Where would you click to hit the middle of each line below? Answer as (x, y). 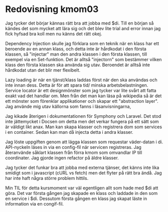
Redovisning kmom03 (52, 9)
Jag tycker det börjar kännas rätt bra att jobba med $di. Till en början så (79, 23)
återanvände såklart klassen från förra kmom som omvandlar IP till (74, 152)
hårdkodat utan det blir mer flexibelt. (43, 70)
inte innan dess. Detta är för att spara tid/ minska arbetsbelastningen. (77, 85)
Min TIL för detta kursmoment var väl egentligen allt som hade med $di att (82, 188)
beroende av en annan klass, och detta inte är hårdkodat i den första (76, 49)
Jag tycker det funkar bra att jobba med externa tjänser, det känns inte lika (82, 167)
